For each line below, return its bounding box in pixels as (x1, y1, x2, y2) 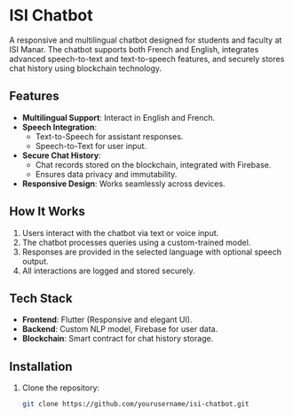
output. (21, 256, 49, 266)
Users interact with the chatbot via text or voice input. (21, 227, 219, 238)
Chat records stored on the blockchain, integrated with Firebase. (35, 159, 272, 169)
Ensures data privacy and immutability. (35, 169, 178, 179)
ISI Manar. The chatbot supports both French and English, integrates (9, 43, 259, 54)
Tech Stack (9, 290, 73, 306)
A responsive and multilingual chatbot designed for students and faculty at (9, 35, 282, 45)
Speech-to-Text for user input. (35, 140, 147, 151)
